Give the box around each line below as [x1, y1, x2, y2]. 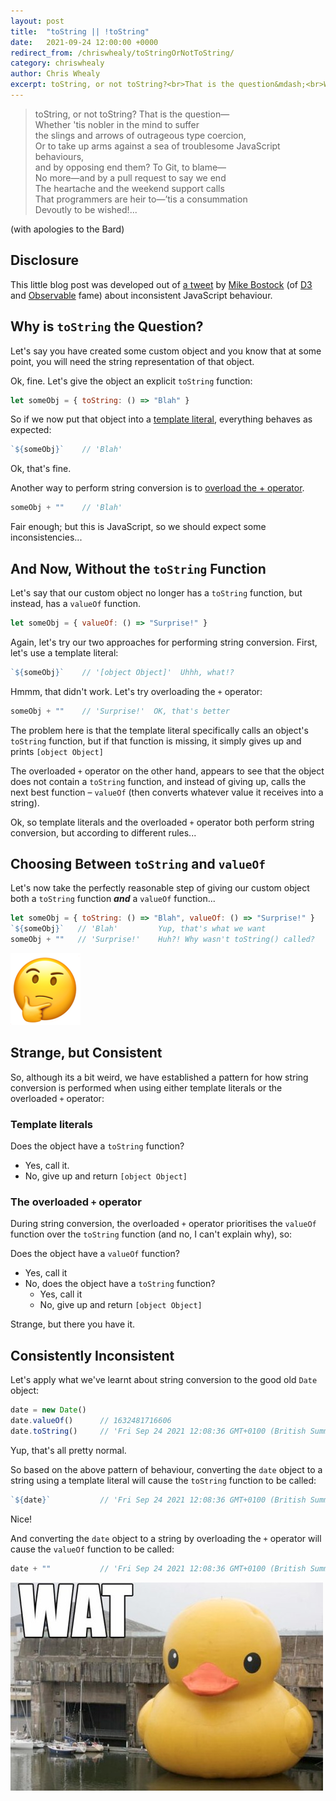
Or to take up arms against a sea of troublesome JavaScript [34, 140, 281, 152]
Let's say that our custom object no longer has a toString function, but [10, 586, 303, 599]
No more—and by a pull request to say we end [34, 171, 227, 184]
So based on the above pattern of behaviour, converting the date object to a [10, 1463, 323, 1475]
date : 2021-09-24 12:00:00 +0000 [10, 37, 159, 47]
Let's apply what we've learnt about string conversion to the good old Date [10, 1374, 318, 1386]
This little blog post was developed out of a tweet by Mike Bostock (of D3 [10, 278, 313, 290]
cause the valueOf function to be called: [10, 1543, 175, 1555]
